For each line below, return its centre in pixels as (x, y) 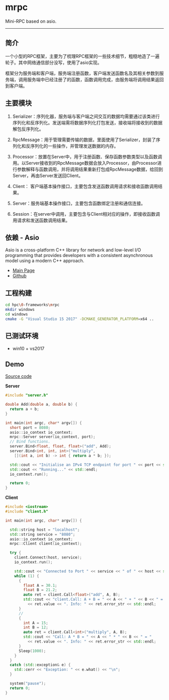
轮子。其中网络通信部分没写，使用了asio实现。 (54, 62)
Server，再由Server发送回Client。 (48, 175)
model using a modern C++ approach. (45, 261)
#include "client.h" (27, 512)
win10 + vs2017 (28, 348)
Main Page (24, 271)
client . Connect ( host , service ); (48, 558)
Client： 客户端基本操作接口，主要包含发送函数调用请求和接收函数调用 (85, 186)
